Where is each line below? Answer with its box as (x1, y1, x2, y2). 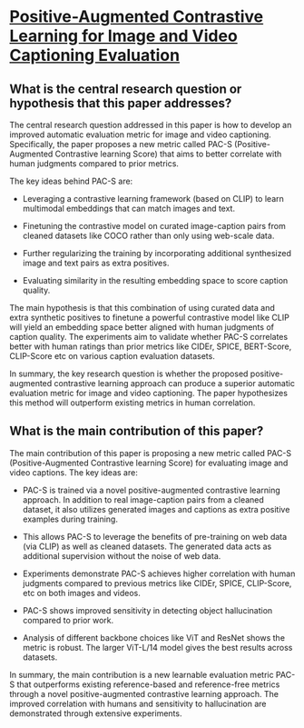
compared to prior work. (22, 614, 114, 625)
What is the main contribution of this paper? (9, 424, 264, 439)
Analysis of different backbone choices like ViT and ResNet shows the (22, 632, 286, 643)
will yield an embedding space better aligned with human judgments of (9, 322, 275, 333)
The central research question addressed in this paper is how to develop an (9, 120, 292, 130)
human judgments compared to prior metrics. (9, 158, 180, 169)
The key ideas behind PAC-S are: (9, 175, 133, 186)
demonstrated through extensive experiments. (9, 707, 182, 719)
